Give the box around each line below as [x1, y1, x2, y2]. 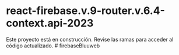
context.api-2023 [6, 16, 94, 30]
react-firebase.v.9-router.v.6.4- [6, 4, 165, 18]
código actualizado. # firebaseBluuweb [6, 42, 100, 49]
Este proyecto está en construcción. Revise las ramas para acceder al [6, 36, 174, 43]
